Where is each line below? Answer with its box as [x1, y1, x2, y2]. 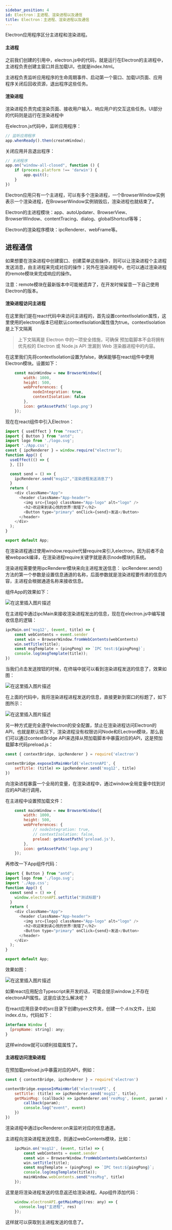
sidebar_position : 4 [5, 7, 50, 13]
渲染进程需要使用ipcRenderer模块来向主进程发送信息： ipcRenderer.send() [5, 565, 163, 571]
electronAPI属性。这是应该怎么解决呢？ [5, 995, 89, 1001]
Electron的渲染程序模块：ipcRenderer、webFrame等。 [5, 226, 120, 232]
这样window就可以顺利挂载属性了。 [5, 1042, 80, 1048]
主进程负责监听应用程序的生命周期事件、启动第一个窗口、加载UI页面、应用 [5, 74, 163, 80]
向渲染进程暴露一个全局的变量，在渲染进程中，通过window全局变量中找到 [5, 780, 161, 786]
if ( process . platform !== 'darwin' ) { [14, 168, 97, 173]
